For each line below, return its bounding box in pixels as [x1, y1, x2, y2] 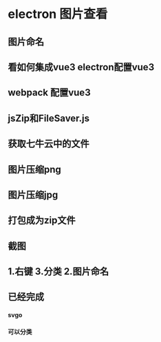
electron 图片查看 [8, 6, 108, 22]
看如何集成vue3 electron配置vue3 [8, 61, 155, 73]
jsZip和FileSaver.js [8, 112, 90, 124]
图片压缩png [8, 163, 61, 175]
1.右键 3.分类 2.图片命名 [8, 266, 109, 277]
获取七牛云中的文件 [8, 138, 89, 150]
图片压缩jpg [8, 189, 58, 200]
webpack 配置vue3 [8, 87, 92, 98]
